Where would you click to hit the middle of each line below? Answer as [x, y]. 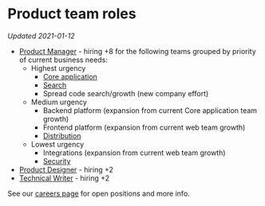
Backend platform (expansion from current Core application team [150, 110]
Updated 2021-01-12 [41, 36]
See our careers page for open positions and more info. [99, 193]
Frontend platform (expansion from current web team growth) [144, 127]
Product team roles [72, 14]
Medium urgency [59, 102]
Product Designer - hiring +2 [66, 169]
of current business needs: [63, 60]
